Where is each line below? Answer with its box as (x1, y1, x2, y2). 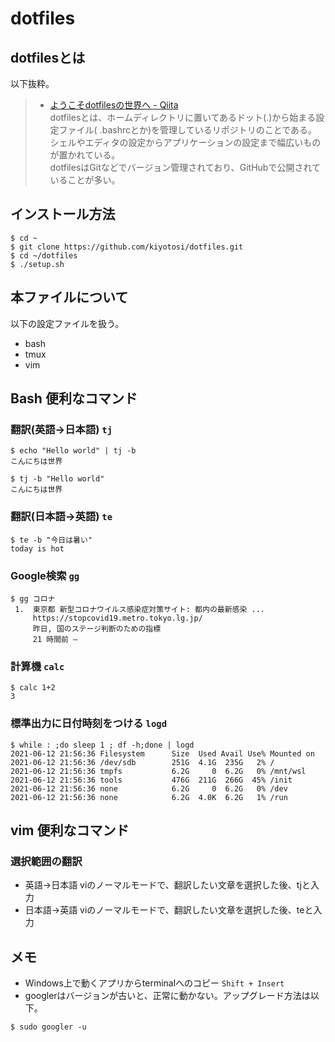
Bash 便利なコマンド (10, 390, 138, 407)
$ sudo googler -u (10, 1022, 87, 1032)
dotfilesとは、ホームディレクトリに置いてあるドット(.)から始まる (49, 112, 317, 123)
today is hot (10, 543, 65, 554)
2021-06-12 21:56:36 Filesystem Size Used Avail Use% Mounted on (10, 748, 315, 759)
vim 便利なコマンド (10, 822, 130, 839)
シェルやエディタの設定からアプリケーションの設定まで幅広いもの (49, 137, 322, 148)
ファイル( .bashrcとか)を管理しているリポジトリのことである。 (58, 124, 318, 136)
